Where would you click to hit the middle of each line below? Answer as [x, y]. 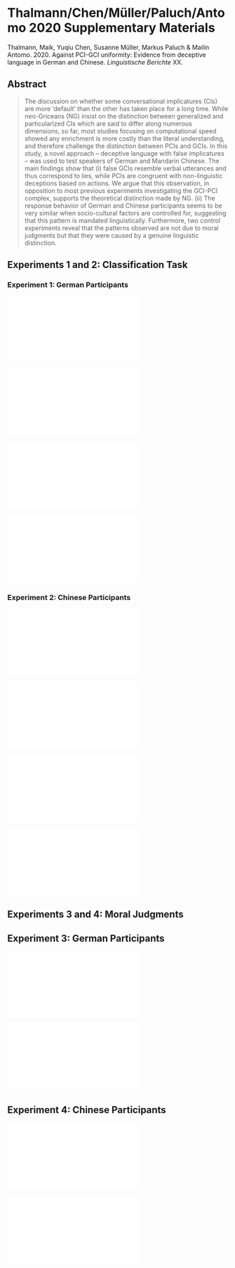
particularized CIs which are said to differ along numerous [108, 124]
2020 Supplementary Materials [122, 28]
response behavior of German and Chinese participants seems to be [123, 206]
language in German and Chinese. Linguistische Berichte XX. [95, 62]
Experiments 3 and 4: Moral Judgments [95, 915]
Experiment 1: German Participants [68, 285]
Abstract [27, 85]
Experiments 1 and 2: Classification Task [98, 265]
